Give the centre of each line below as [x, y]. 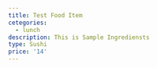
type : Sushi [28, 45]
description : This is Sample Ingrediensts [79, 37]
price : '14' [28, 52]
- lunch [28, 30]
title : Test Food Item [45, 15]
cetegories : [28, 23]
